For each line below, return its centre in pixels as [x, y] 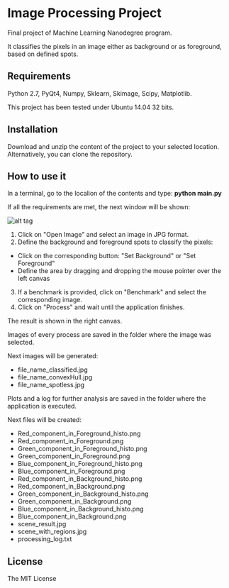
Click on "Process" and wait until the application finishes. [101, 307]
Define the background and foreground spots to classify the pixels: [115, 242]
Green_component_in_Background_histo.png [83, 494]
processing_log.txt [45, 539]
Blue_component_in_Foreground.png [71, 471]
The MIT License [32, 579]
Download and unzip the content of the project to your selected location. [113, 146]
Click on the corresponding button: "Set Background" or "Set [107, 256]
